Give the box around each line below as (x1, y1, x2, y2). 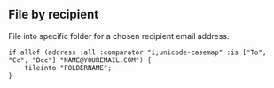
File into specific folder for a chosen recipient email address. (8, 30, 230, 41)
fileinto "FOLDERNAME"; (24, 63, 113, 72)
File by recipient (8, 7, 99, 22)
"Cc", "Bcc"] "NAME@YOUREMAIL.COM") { (8, 55, 152, 65)
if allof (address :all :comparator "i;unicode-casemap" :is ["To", (8, 48, 267, 57)
